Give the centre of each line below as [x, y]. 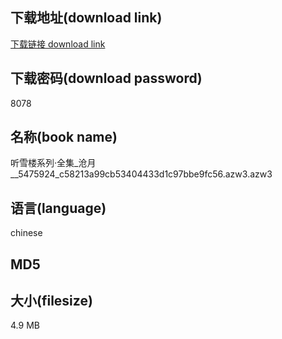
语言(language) [58, 208]
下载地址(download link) [86, 18]
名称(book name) [64, 137]
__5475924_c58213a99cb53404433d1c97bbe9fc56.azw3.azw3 [141, 174]
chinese [26, 233]
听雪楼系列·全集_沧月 [53, 163]
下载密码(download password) [106, 78]
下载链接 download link [58, 44]
